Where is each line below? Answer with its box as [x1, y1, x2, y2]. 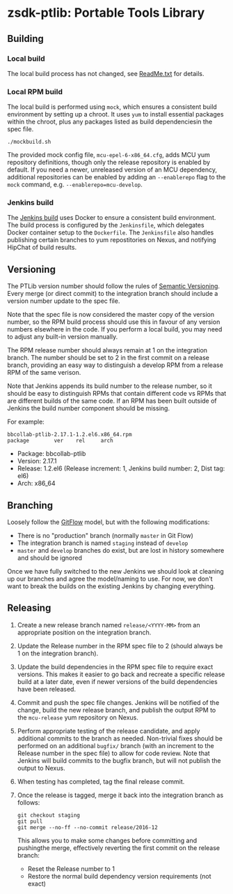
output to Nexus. [17, 763, 65, 772]
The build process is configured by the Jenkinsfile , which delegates [7, 221, 204, 230]
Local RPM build [7, 87, 63, 96]
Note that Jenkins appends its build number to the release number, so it [7, 382, 212, 390]
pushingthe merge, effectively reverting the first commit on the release [17, 843, 220, 852]
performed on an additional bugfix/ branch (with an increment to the [17, 741, 214, 750]
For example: [7, 417, 45, 426]
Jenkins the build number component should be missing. [7, 404, 170, 412]
